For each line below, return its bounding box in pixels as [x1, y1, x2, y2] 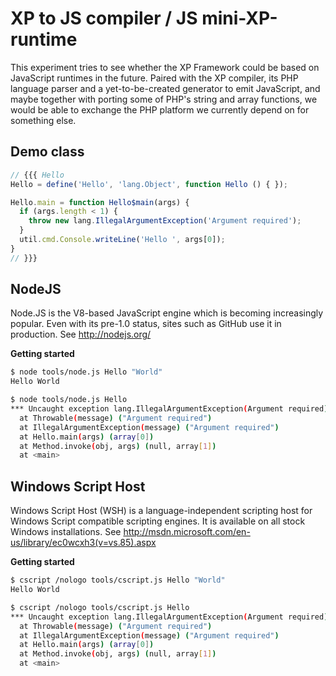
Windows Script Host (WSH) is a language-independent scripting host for [10, 505, 313, 517]
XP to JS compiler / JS [10, 7, 198, 30]
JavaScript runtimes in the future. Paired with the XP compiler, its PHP [10, 72, 299, 84]
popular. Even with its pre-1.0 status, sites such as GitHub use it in [10, 318, 282, 330]
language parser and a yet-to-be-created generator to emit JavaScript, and [10, 82, 321, 94]
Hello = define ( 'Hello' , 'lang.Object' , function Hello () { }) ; [10, 179, 289, 189]
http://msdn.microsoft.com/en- [123, 526, 251, 538]
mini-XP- [201, 7, 278, 30]
